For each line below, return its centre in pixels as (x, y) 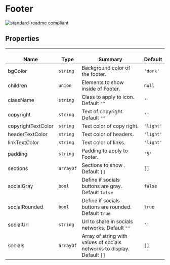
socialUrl (18, 225)
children (17, 85)
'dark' (152, 71)
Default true (96, 213)
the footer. (94, 74)
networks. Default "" (106, 228)
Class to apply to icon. (108, 97)
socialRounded (26, 207)
